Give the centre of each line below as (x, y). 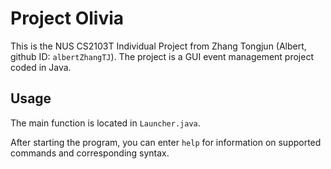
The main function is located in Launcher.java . (105, 123)
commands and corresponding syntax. (90, 153)
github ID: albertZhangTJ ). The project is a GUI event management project (162, 56)
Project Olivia (67, 18)
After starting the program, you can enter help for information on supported (166, 142)
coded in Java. (41, 67)
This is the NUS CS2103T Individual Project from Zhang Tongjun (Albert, (158, 46)
